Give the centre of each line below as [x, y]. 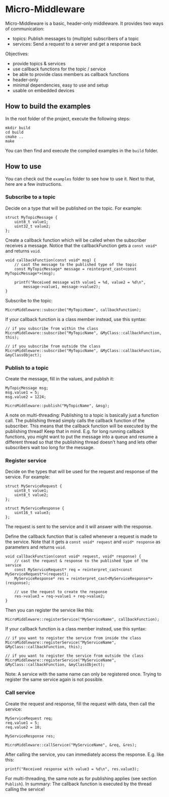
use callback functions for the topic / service [59, 69]
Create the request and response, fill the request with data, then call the [80, 704]
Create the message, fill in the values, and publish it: [60, 379]
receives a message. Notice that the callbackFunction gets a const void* [81, 245]
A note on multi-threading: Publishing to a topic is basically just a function [82, 415]
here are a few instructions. [34, 184]
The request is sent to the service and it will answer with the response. [79, 527]
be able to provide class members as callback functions [71, 74]
